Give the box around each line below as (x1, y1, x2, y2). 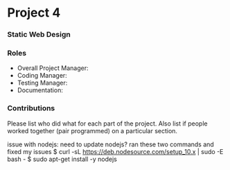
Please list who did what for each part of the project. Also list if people (7, 119, 208, 128)
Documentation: (17, 86, 64, 94)
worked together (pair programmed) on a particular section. (7, 126, 178, 135)
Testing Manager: (17, 78, 68, 87)
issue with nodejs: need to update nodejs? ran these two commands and (7, 140, 215, 148)
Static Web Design (7, 30, 71, 40)
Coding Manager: (17, 71, 67, 80)
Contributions (7, 103, 55, 113)
